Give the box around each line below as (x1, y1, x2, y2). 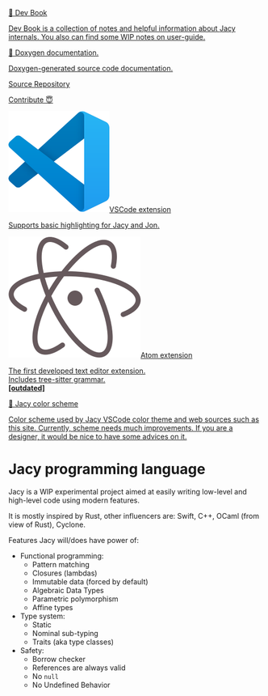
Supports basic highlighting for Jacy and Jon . (8, 220, 160, 230)
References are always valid (31, 663, 127, 673)
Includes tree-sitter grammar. (8, 375, 106, 384)
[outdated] (8, 384, 46, 393)
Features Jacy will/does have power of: (8, 535, 140, 545)
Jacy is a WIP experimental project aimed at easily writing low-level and (8, 486, 248, 496)
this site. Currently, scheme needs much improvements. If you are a (8, 423, 233, 432)
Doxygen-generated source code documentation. (8, 64, 174, 73)
